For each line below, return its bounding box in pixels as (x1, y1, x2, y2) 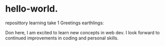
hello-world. (5, 3, 58, 15)
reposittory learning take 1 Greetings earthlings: (5, 20, 104, 26)
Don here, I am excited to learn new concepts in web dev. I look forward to (5, 29, 160, 35)
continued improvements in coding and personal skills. (5, 35, 119, 41)
